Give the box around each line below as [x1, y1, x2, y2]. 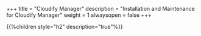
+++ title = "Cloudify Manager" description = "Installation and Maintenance [6, 5, 195, 12]
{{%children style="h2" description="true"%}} [6, 23, 123, 30]
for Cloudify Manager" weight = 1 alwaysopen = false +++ [6, 11, 152, 19]
